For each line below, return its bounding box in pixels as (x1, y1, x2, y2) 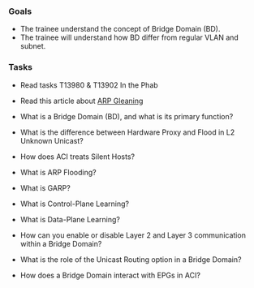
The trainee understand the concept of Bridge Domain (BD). (19, 24, 221, 34)
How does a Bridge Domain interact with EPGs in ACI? (19, 270, 201, 280)
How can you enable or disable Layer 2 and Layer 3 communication (19, 230, 246, 240)
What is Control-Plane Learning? (19, 199, 130, 208)
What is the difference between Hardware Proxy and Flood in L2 (19, 127, 235, 137)
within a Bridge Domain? (19, 239, 102, 248)
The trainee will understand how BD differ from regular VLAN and (19, 32, 239, 42)
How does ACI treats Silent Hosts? (19, 152, 136, 161)
